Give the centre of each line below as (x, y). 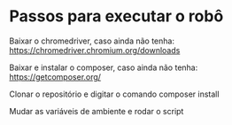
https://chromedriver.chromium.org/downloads (95, 50)
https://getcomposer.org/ (55, 76)
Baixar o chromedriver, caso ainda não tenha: (92, 41)
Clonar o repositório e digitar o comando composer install (114, 94)
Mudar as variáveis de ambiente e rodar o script (97, 111)
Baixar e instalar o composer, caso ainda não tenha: (104, 67)
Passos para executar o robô (116, 16)
